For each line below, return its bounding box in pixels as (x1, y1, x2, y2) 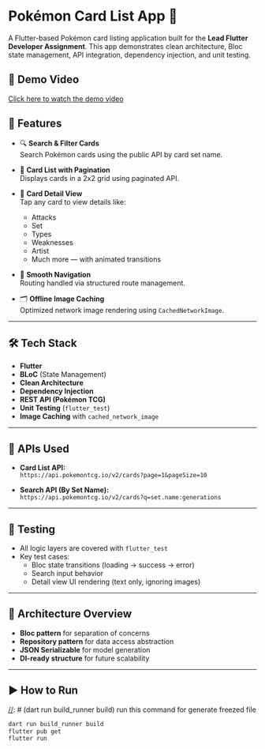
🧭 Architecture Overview (8, 608, 132, 621)
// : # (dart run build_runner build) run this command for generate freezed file (8, 705, 256, 714)
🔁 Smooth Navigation (19, 269, 91, 279)
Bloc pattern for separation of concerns (19, 628, 150, 638)
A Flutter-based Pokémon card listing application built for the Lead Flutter (8, 33, 248, 43)
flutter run (8, 735, 47, 743)
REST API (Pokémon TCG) (19, 395, 106, 405)
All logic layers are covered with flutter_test (19, 544, 168, 552)
